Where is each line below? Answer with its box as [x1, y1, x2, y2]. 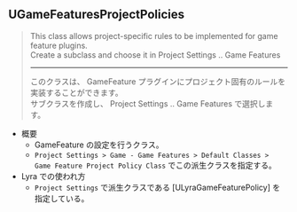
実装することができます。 [29, 87, 123, 98]
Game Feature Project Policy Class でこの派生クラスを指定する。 [34, 160, 277, 170]
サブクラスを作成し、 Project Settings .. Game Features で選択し [29, 98, 266, 109]
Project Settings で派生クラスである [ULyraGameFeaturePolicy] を [34, 182, 281, 192]
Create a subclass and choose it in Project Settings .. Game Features [29, 49, 281, 60]
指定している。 [34, 192, 90, 203]
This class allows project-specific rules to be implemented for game [29, 30, 278, 41]
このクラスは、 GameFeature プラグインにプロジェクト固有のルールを [29, 75, 286, 87]
